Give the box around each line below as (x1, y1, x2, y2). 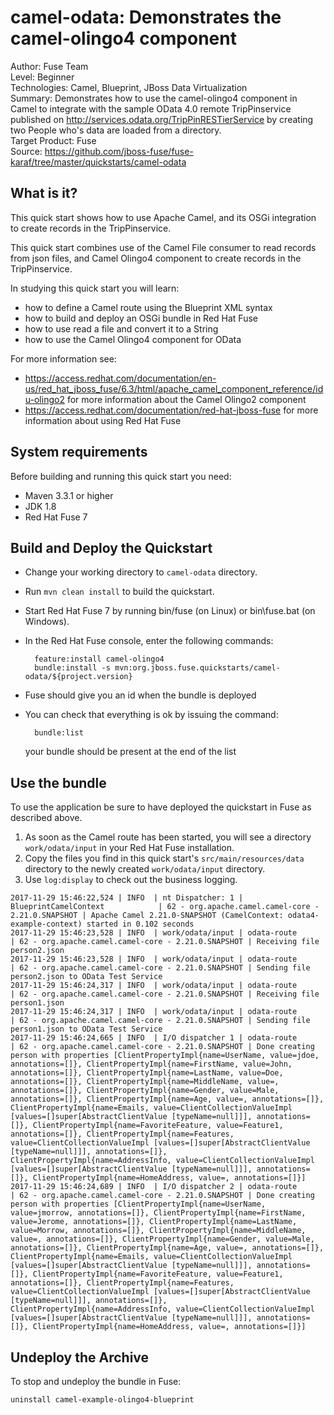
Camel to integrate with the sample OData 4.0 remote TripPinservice (10, 102, 292, 115)
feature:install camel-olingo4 (34, 654, 165, 665)
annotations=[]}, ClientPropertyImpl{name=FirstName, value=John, (10, 1059, 293, 1070)
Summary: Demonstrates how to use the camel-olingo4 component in (10, 92, 298, 104)
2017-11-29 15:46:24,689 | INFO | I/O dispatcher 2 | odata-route (10, 1182, 298, 1192)
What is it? (10, 185, 78, 202)
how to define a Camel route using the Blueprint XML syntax (24, 301, 273, 313)
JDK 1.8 (24, 500, 57, 512)
